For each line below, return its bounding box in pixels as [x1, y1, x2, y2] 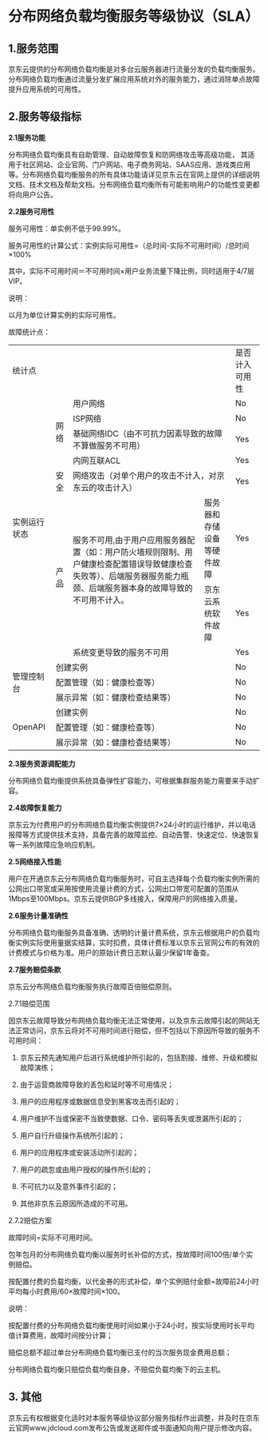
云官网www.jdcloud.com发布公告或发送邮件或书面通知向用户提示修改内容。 [8, 1422, 257, 1432]
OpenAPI [12, 721, 46, 732]
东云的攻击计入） [73, 481, 137, 493]
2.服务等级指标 [8, 110, 82, 124]
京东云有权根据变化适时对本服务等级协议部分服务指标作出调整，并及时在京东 [8, 1413, 260, 1422]
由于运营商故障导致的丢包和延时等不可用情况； [19, 1079, 174, 1089]
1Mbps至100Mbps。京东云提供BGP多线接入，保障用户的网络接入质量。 [8, 893, 242, 903]
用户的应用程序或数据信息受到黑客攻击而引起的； [19, 1096, 181, 1106]
